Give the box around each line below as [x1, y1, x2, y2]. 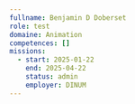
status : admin [25, 72, 78, 81]
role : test [9, 22, 50, 31]
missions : [9, 47, 47, 56]
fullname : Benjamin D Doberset [9, 13, 127, 23]
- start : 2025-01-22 [17, 55, 94, 64]
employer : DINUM [25, 80, 87, 90]
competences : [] [9, 38, 70, 48]
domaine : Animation [9, 30, 83, 39]
